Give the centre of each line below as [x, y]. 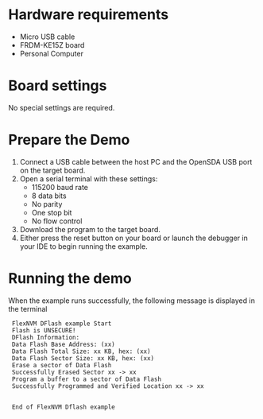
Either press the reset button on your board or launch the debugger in [133, 238]
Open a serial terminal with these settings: [89, 178]
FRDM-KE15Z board [52, 45]
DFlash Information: [46, 337]
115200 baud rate [60, 187]
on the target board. [52, 170]
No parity [47, 204]
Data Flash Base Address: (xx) [63, 344]
